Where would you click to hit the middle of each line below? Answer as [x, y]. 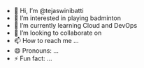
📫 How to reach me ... [46, 41]
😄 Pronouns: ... [36, 51]
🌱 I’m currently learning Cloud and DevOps [75, 25]
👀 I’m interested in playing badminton [67, 18]
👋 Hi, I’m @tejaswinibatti [49, 11]
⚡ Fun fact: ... [33, 58]
